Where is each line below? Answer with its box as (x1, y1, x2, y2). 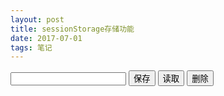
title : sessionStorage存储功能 (10, 24, 135, 34)
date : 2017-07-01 (10, 33, 83, 43)
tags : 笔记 (10, 42, 53, 53)
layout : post (10, 14, 65, 25)
